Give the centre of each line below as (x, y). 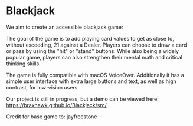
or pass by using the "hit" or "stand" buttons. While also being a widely (92, 51)
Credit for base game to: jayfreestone (52, 117)
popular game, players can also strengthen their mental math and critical (94, 57)
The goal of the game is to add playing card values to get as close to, (90, 38)
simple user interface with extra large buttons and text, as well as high (91, 81)
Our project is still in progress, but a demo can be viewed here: (83, 99)
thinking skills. (24, 64)
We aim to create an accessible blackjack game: (65, 27)
